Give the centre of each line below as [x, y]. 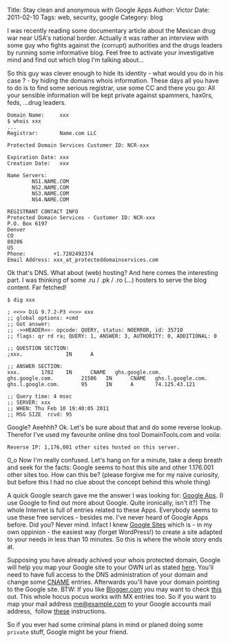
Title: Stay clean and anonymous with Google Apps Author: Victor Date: [108, 10]
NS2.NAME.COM [51, 187]
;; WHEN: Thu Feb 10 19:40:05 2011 [58, 409]
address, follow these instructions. [57, 611]
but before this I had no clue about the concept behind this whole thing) [109, 482]
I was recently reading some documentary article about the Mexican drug [111, 31]
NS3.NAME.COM [51, 194]
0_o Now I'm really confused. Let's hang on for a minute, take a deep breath [115, 460]
